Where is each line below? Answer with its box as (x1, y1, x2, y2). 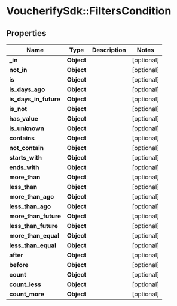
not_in (9, 66, 28, 74)
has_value (9, 115, 39, 122)
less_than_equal (9, 241, 57, 250)
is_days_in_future (9, 95, 61, 103)
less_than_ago (9, 202, 51, 211)
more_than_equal (9, 232, 60, 239)
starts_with (9, 154, 42, 161)
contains (9, 134, 35, 142)
